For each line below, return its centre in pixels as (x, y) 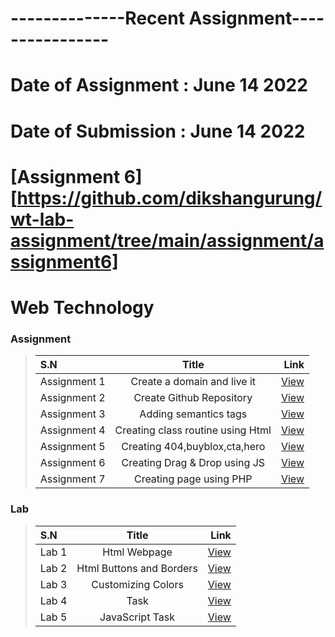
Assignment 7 (72, 479)
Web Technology (82, 307)
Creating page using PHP (193, 479)
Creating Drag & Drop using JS (193, 463)
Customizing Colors (137, 584)
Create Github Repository (193, 398)
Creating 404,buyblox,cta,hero (193, 447)
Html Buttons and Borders (137, 568)
